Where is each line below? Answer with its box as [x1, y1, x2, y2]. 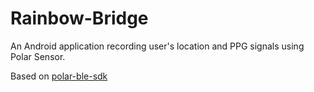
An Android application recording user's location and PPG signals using [10, 40, 305, 52]
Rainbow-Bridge [10, 7, 149, 30]
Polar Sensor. [10, 50, 66, 62]
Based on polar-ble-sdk [10, 70, 108, 82]
